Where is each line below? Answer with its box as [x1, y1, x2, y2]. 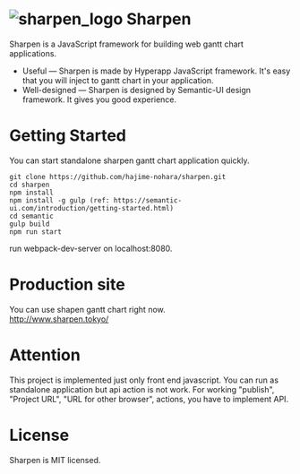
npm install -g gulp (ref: [9, 195, 110, 205]
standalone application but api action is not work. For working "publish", [9, 384, 275, 394]
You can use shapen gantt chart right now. [9, 304, 166, 315]
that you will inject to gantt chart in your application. [21, 74, 214, 85]
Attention [9, 345, 81, 365]
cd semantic [9, 211, 54, 220]
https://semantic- [113, 195, 182, 205]
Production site [9, 274, 125, 295]
